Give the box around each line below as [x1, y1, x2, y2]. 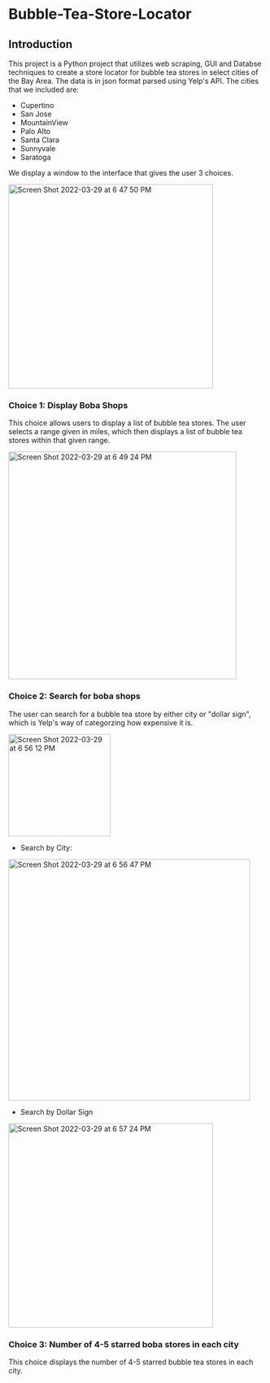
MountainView [20, 118, 69, 127]
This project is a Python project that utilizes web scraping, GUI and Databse [8, 59, 262, 68]
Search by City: [20, 842, 72, 852]
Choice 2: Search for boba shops [8, 690, 141, 702]
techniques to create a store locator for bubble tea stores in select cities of [8, 67, 259, 77]
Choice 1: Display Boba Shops [8, 399, 128, 411]
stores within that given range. [8, 436, 111, 446]
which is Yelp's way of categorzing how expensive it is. [8, 717, 194, 728]
